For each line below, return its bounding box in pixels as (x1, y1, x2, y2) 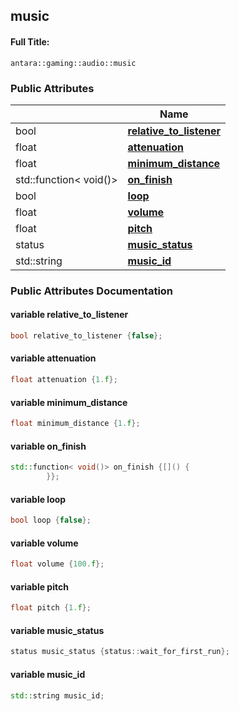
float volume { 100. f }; (10, 559, 105, 569)
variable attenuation (10, 352, 97, 364)
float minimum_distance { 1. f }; (10, 419, 141, 429)
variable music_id (10, 668, 86, 680)
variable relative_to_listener (10, 309, 129, 321)
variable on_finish (10, 440, 87, 452)
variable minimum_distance (10, 396, 128, 408)
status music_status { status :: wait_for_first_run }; (10, 647, 230, 657)
